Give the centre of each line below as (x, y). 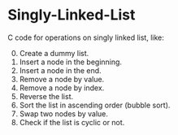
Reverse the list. (46, 96)
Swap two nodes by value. (64, 113)
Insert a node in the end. (61, 70)
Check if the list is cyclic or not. (72, 122)
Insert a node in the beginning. (71, 62)
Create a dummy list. (54, 53)
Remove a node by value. (62, 79)
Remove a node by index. (62, 88)
